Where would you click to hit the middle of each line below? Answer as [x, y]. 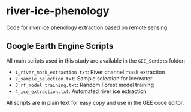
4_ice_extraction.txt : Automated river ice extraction [81, 91]
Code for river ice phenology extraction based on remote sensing [87, 27]
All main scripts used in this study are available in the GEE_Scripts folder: [96, 60]
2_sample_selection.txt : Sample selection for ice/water [84, 78]
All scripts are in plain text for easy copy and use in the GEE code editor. [95, 102]
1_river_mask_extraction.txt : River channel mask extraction [90, 72]
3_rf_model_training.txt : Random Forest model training [84, 85]
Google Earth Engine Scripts [60, 46]
